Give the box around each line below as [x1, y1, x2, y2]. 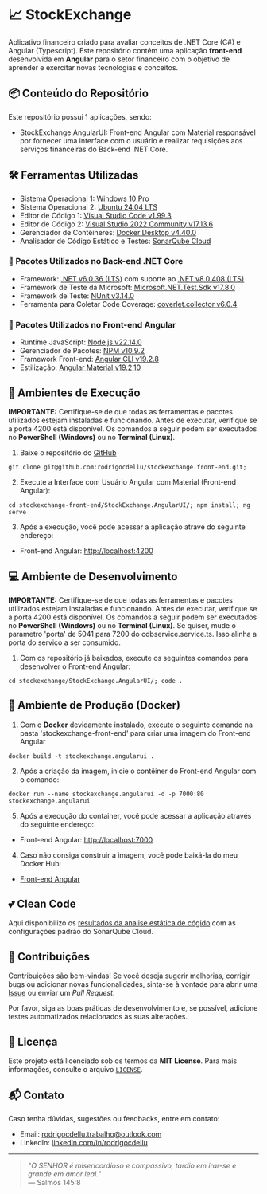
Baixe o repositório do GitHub [19, 447, 117, 458]
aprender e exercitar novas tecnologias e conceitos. [8, 62, 179, 72]
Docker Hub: [19, 858, 62, 868]
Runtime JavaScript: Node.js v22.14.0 [19, 337, 142, 347]
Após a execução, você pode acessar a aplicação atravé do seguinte [19, 522, 246, 532]
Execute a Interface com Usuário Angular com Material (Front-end [19, 477, 237, 486]
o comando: [19, 774, 60, 784]
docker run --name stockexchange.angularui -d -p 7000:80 [8, 790, 204, 798]
